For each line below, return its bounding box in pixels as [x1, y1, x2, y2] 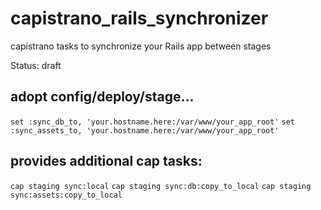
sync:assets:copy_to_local [10, 190, 123, 200]
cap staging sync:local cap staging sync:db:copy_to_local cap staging [10, 181, 312, 191]
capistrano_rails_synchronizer [10, 7, 269, 30]
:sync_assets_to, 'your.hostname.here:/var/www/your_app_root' [10, 125, 280, 136]
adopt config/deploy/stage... [10, 88, 195, 106]
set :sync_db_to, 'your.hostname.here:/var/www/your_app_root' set [10, 117, 295, 127]
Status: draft [10, 59, 62, 71]
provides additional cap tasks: [10, 153, 203, 170]
